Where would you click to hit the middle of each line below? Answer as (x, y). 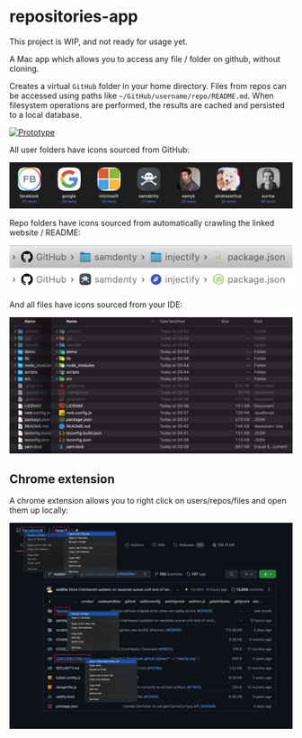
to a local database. (46, 114)
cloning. (24, 68)
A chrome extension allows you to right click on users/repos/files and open (148, 501)
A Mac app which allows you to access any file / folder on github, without (145, 59)
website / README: (45, 232)
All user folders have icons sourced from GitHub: (100, 150)
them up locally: (39, 510)
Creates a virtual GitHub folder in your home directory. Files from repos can (148, 86)
